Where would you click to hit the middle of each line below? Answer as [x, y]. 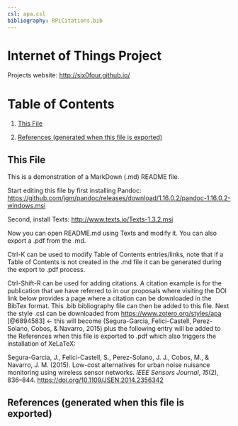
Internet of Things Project [84, 56]
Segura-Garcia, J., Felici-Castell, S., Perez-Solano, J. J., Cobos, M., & [108, 357]
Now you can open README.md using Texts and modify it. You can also [112, 233]
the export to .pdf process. [46, 270]
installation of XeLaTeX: [41, 344]
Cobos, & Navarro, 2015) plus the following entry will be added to [126, 329]
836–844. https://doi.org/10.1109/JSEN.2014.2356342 [86, 380]
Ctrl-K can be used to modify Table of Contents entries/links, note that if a [115, 255]
